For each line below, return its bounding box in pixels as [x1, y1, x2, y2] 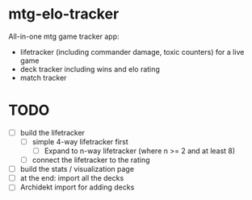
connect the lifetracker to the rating [31, 155, 151, 165]
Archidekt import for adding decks [19, 182, 135, 192]
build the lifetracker [19, 127, 86, 137]
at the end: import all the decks [19, 173, 124, 183]
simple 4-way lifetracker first [31, 136, 129, 146]
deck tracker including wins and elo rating [19, 64, 160, 73]
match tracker [19, 73, 67, 82]
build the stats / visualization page [19, 165, 135, 174]
